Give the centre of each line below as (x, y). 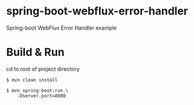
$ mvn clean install (32, 80)
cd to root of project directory (43, 69)
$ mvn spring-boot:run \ (37, 91)
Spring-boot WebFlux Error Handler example (62, 28)
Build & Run (36, 52)
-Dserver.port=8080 (42, 96)
